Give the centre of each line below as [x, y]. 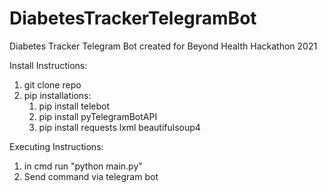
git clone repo [52, 84]
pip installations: [57, 95]
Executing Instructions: [56, 146]
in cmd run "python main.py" [83, 166]
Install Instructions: [48, 65]
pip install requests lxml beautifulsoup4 [119, 127]
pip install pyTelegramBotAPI [98, 116]
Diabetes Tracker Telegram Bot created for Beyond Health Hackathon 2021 [163, 46]
